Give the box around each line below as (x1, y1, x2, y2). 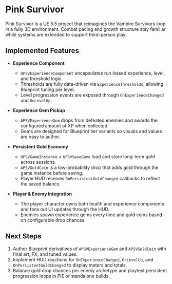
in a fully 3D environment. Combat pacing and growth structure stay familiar (5, 26, 166, 32)
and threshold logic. (20, 75, 63, 82)
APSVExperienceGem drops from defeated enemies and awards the (20, 117, 158, 123)
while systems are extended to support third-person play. (5, 31, 127, 37)
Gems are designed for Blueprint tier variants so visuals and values (20, 128, 162, 134)
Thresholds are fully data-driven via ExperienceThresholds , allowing (20, 81, 164, 87)
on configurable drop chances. (20, 217, 86, 223)
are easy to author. (20, 134, 61, 140)
